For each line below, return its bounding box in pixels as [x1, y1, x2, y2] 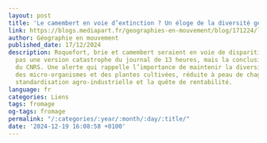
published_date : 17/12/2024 [8, 41, 102, 49]
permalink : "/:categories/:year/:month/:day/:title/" [8, 115, 191, 123]
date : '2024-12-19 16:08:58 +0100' [8, 122, 126, 130]
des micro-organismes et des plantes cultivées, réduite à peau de [15, 71, 244, 79]
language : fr [8, 85, 52, 94]
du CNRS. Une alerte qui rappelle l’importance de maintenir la [15, 64, 233, 71]
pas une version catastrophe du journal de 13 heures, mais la [15, 56, 229, 64]
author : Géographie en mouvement [8, 33, 119, 42]
